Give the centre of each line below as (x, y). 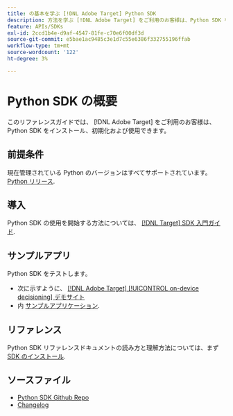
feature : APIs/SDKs (35, 26)
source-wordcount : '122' (43, 53)
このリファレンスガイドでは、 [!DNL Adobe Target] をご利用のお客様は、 (111, 121)
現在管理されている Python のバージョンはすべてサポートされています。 (109, 172)
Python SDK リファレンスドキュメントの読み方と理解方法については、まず (113, 347)
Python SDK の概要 (62, 101)
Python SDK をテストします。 (49, 274)
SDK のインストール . (36, 356)
